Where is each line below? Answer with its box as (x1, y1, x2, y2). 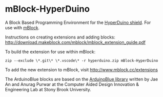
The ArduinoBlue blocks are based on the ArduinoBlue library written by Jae (5, 76, 158, 82)
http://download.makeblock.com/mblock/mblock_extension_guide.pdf (5, 39, 146, 45)
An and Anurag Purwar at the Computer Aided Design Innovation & (5, 81, 139, 87)
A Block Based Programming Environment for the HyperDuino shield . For (5, 19, 151, 25)
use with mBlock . (5, 24, 40, 30)
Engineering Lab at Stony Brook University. (5, 86, 91, 92)
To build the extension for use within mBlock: (5, 49, 96, 55)
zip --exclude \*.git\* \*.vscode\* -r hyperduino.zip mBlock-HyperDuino (5, 58, 159, 63)
